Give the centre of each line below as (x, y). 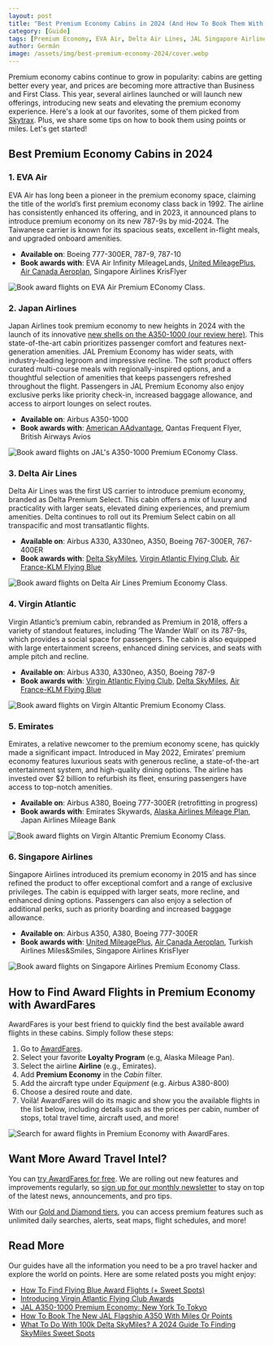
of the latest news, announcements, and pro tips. (90, 1196)
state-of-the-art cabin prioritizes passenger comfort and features (118, 343)
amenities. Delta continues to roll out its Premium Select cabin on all (122, 517)
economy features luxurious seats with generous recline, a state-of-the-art (134, 761)
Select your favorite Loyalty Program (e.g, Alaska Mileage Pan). (127, 1057)
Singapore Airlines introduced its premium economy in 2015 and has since (132, 875)
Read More (37, 1246)
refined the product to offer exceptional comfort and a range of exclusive (130, 884)
